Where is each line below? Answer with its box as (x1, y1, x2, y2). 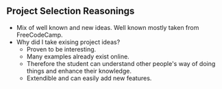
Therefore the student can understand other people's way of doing (26, 59, 216, 67)
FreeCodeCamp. (16, 31, 63, 39)
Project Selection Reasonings (6, 5, 135, 17)
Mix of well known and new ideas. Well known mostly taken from (16, 23, 199, 31)
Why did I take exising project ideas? (16, 37, 121, 46)
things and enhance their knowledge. (26, 67, 132, 75)
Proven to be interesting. (26, 45, 97, 53)
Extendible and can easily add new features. (26, 74, 152, 82)
